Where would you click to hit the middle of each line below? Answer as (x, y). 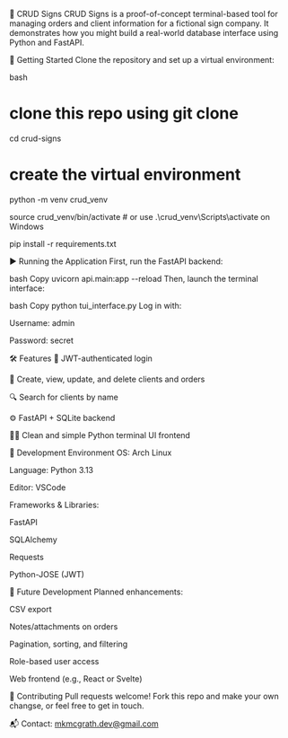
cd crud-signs (35, 138)
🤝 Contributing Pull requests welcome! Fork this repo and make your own (144, 696)
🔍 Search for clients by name (64, 397)
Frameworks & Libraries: (54, 505)
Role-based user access (54, 661)
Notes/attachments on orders (64, 626)
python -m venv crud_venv (59, 199)
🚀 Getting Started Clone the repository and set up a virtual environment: (142, 60)
